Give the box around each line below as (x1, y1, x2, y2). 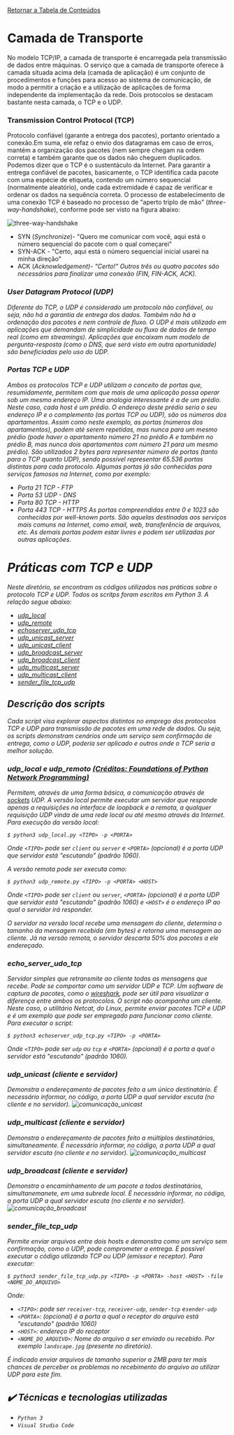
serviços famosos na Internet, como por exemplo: (7, 469, 151, 478)
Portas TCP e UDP (7, 365, 70, 374)
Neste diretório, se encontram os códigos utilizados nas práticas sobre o (7, 582, 218, 591)
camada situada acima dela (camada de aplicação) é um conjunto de (7, 68, 205, 76)
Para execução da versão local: (7, 818, 99, 826)
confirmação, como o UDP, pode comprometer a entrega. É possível (7, 1244, 205, 1253)
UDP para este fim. (7, 1370, 62, 1378)
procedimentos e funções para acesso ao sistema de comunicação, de (7, 75, 212, 84)
